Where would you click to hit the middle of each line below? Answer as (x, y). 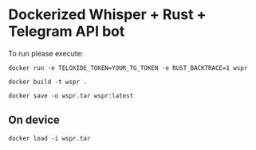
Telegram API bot (67, 31)
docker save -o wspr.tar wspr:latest (71, 96)
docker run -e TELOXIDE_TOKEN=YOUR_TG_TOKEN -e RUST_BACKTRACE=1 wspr (128, 68)
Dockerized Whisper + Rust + (107, 15)
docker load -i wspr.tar (49, 138)
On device (34, 120)
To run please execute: (46, 53)
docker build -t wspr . (48, 82)
